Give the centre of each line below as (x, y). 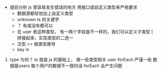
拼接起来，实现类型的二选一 (45, 38)
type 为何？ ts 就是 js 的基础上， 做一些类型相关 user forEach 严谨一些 (81, 60)
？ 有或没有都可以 (35, 25)
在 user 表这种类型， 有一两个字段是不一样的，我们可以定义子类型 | (85, 32)
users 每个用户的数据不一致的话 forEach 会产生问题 (70, 66)
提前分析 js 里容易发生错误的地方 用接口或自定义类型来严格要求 (73, 7)
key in (23, 49)
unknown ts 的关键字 (38, 19)
